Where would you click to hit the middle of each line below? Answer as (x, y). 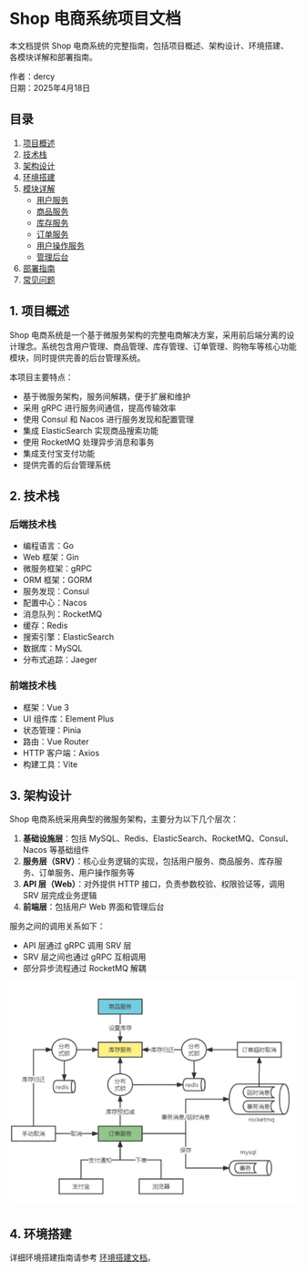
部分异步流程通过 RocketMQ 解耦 (85, 969)
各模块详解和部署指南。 (53, 56)
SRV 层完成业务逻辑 (60, 896)
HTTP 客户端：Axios (61, 753)
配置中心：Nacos (55, 603)
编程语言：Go (48, 546)
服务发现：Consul (56, 591)
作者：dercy (32, 76)
